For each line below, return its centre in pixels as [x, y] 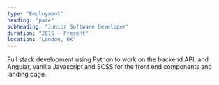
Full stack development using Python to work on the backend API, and [108, 59]
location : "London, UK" [42, 40]
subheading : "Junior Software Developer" [68, 26]
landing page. [27, 75]
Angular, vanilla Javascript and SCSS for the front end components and [110, 67]
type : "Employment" [36, 14]
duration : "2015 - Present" [48, 33]
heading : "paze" [31, 20]
